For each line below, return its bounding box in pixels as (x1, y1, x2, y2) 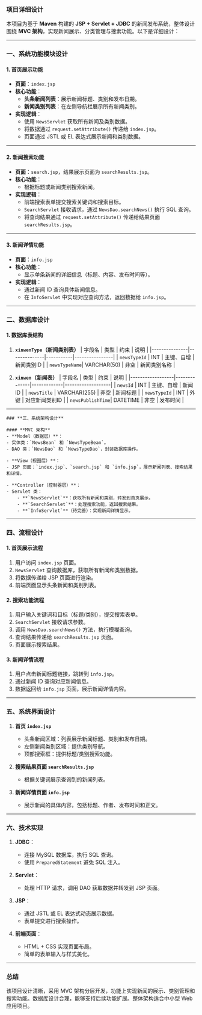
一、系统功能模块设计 (6, 50, 68, 58)
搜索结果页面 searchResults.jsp (14, 763, 94, 770)
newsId (117, 382, 133, 389)
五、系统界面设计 (6, 708, 56, 716)
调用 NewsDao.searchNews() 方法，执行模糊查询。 (14, 626, 135, 633)
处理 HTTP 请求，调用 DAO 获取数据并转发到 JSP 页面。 (23, 884, 164, 892)
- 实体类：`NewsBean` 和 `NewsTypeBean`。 (6, 439, 109, 446)
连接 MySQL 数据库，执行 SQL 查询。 (23, 851, 117, 859)
